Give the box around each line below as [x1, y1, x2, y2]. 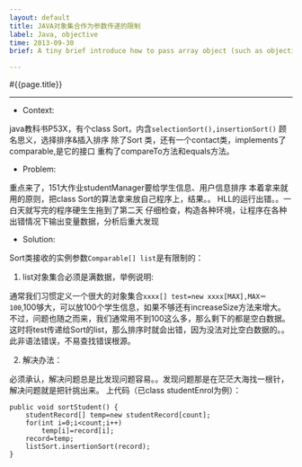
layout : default [9, 13, 70, 22]
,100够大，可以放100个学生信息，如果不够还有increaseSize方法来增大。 [21, 302, 286, 313]
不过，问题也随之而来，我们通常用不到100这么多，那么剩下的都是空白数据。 [9, 313, 290, 324]
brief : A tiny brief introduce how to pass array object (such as [9, 47, 263, 56]
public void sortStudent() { [9, 403, 119, 412]
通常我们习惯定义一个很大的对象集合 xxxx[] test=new [9, 291, 204, 302]
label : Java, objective [9, 30, 99, 39]
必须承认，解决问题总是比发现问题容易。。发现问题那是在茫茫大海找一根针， [9, 374, 289, 384]
